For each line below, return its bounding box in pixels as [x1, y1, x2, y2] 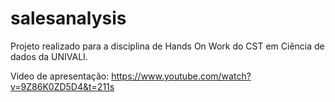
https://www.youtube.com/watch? [111, 70, 252, 82]
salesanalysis [10, 7, 127, 30]
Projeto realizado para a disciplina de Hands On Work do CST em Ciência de [10, 40, 325, 52]
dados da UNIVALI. [10, 50, 88, 62]
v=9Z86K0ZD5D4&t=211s [10, 80, 115, 92]
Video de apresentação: [10, 70, 110, 82]
